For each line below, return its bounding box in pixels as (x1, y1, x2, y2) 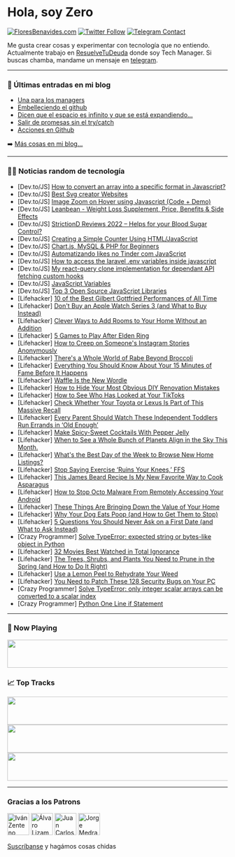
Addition (17, 324, 42, 332)
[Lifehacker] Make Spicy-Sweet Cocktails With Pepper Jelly (17, 428, 190, 437)
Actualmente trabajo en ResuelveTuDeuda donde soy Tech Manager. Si (7, 48, 212, 57)
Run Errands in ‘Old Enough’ (17, 420, 99, 429)
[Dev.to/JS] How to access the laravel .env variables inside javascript (17, 256, 217, 265)
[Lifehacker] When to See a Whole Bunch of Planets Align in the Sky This (17, 435, 228, 444)
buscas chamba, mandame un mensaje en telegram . (7, 55, 159, 64)
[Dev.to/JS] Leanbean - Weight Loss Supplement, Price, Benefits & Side (17, 205, 225, 213)
